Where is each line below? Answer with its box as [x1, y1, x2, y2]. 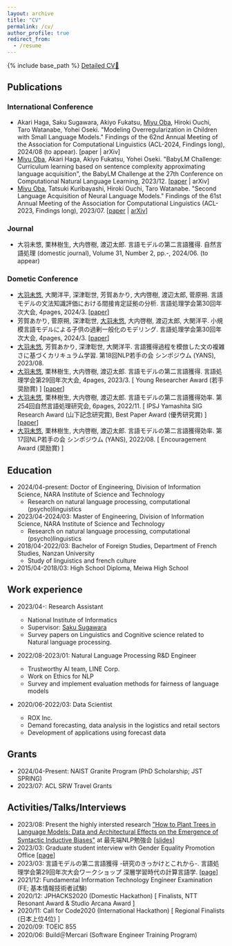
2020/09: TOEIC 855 [17, 922, 77, 931]
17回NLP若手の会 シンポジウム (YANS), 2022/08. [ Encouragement [17, 435, 206, 444]
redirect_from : [7, 36, 51, 43]
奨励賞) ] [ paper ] [17, 385, 65, 393]
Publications [7, 81, 63, 94]
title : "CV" [7, 17, 41, 24]
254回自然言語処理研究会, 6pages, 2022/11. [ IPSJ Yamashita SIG [17, 402, 202, 410]
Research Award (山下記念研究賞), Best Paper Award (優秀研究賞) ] [17, 410, 207, 419]
